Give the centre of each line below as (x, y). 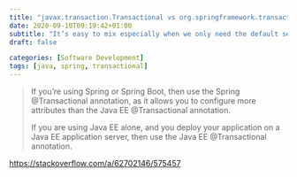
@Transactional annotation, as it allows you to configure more (143, 101)
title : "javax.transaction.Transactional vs (92, 17)
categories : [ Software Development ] (76, 58)
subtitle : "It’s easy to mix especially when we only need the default (144, 34)
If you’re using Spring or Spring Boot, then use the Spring (135, 91)
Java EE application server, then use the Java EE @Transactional (148, 137)
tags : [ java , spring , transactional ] (79, 66)
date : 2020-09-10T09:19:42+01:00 (71, 26)
